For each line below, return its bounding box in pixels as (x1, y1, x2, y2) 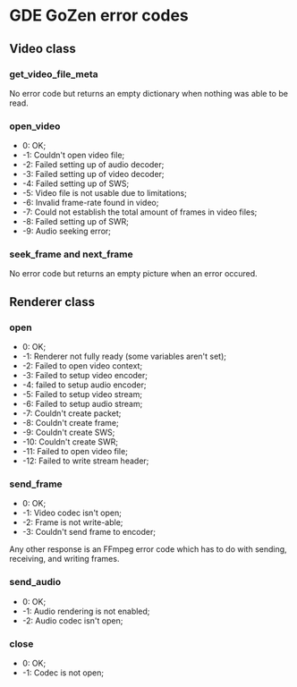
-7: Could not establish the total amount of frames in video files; (21, 207, 258, 217)
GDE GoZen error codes (9, 5, 190, 26)
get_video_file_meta (9, 68, 98, 81)
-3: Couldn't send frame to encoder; (21, 527, 157, 538)
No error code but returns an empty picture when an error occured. (9, 268, 258, 279)
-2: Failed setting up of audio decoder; (21, 159, 165, 170)
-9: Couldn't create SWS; (21, 427, 115, 438)
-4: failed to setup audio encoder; (21, 379, 147, 390)
